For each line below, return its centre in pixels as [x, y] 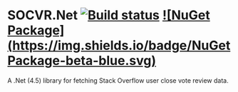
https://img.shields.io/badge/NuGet [121, 46]
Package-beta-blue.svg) [82, 61]
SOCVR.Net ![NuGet [109, 15]
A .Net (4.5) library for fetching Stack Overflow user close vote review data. [118, 80]
